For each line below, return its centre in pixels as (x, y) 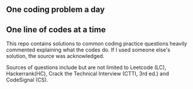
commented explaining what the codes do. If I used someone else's (88, 50)
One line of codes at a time (56, 30)
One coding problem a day (55, 10)
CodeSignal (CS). (27, 80)
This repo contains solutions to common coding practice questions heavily (97, 44)
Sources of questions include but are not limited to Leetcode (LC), (86, 67)
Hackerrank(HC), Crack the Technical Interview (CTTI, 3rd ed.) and (88, 74)
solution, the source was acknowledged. (55, 56)
